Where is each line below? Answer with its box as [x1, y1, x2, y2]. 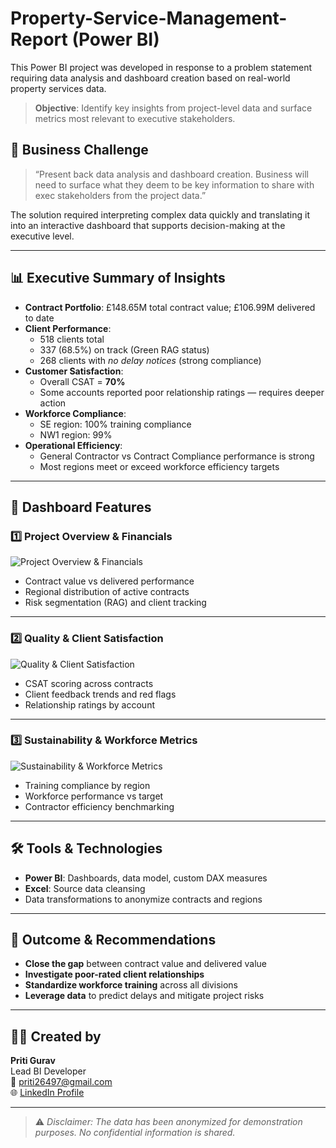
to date [24, 312, 55, 324]
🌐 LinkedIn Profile [10, 1087, 85, 1099]
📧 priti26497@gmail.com [10, 1076, 113, 1088]
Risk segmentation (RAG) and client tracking [24, 597, 207, 609]
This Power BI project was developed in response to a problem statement [10, 61, 313, 73]
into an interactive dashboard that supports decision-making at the [10, 219, 286, 231]
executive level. [10, 230, 75, 242]
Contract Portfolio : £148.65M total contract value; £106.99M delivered [24, 301, 316, 313]
